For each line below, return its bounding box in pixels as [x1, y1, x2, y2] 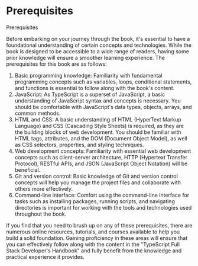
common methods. [14, 110, 61, 117]
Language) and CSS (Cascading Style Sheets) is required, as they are [14, 122, 184, 129]
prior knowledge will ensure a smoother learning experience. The [6, 54, 165, 61]
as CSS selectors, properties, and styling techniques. [14, 141, 144, 148]
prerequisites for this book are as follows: [6, 60, 108, 68]
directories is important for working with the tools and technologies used [14, 204, 192, 211]
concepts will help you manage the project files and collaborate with [14, 179, 181, 186]
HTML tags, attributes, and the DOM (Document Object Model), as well [14, 134, 187, 142]
